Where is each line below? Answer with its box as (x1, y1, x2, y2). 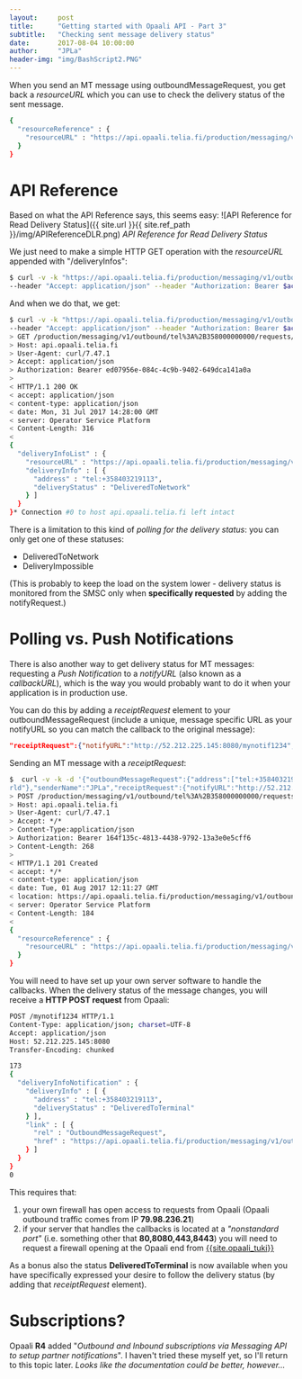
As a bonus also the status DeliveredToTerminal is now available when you (9, 1259, 288, 1270)
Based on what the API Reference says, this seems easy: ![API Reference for (9, 210, 292, 221)
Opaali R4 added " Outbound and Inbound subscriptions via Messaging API (9, 1340, 288, 1351)
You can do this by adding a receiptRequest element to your (9, 705, 231, 716)
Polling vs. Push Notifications (9, 629, 234, 649)
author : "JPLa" (9, 47, 83, 56)
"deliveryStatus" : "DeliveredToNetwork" (32, 482, 191, 491)
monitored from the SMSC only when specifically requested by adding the (9, 588, 288, 599)
